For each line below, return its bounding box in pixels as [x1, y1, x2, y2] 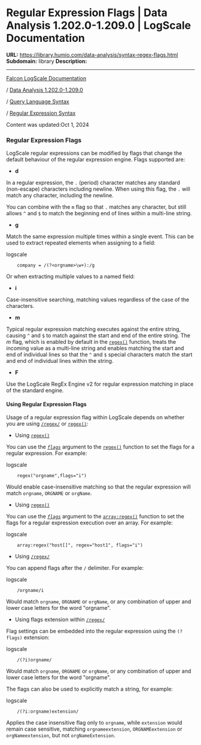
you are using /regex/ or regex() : [6, 420, 89, 428]
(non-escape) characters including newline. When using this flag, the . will [6, 185, 190, 193]
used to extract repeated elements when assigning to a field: [6, 239, 156, 246]
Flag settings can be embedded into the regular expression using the [6, 628, 176, 635]
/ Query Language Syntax [6, 97, 70, 105]
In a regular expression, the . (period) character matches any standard [6, 179, 181, 187]
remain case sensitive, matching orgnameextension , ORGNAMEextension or [6, 725, 182, 732]
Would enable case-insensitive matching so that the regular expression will [6, 483, 191, 490]
